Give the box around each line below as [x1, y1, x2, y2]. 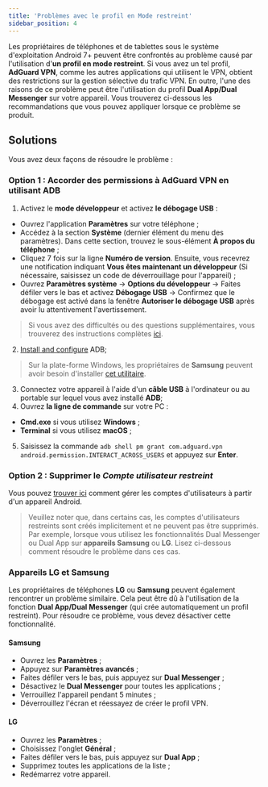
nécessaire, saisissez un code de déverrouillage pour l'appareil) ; [19, 270, 237, 280]
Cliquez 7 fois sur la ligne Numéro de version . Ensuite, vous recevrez [19, 253, 250, 263]
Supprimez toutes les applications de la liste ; [19, 760, 171, 770]
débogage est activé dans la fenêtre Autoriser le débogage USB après [19, 296, 255, 306]
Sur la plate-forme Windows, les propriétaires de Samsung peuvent [27, 360, 254, 369]
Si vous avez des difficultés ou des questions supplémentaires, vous [27, 320, 255, 330]
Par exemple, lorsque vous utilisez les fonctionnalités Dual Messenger [27, 529, 260, 539]
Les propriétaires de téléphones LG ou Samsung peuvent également [8, 585, 236, 595]
